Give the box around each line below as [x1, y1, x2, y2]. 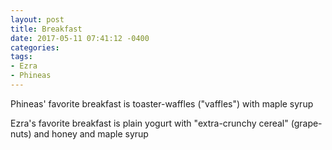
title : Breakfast [10, 24, 83, 34]
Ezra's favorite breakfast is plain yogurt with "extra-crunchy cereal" [10, 117, 289, 129]
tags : [10, 52, 33, 62]
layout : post [10, 14, 65, 25]
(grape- [290, 117, 323, 129]
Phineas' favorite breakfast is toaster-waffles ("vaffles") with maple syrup [10, 97, 314, 110]
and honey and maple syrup [33, 127, 149, 140]
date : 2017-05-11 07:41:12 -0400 [10, 33, 150, 43]
